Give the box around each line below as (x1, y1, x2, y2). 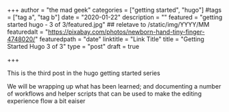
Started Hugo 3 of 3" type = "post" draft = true (7, 43, 139, 50)
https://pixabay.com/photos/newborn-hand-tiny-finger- (47, 27, 205, 36)
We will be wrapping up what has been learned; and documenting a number (7, 82, 221, 90)
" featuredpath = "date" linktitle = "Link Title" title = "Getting (35, 35, 204, 43)
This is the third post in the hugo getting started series (7, 69, 160, 77)
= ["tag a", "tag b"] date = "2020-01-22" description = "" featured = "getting (7, 13, 223, 21)
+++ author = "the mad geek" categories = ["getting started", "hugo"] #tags (7, 6, 221, 14)
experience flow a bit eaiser (7, 97, 86, 105)
